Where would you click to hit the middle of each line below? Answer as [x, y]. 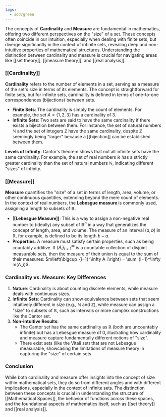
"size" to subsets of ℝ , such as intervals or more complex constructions [85, 310]
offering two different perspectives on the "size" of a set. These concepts [80, 34]
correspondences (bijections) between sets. [50, 100]
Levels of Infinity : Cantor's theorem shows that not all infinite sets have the [82, 151]
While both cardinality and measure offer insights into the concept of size [80, 377]
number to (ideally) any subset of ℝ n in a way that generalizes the [79, 224]
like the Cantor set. [31, 316]
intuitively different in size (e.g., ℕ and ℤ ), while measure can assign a [83, 305]
